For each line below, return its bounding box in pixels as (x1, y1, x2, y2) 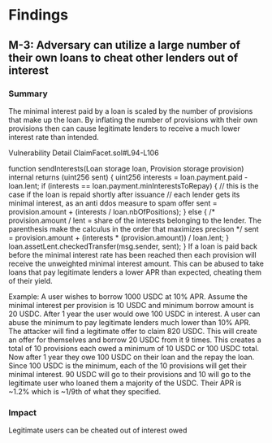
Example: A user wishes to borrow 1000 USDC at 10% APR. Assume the (8, 291, 248, 302)
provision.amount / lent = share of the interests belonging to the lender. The (8, 215, 262, 225)
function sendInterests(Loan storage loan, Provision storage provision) (8, 163, 244, 173)
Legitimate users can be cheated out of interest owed (8, 425, 188, 436)
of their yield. (8, 276, 53, 285)
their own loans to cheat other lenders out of (8, 50, 239, 64)
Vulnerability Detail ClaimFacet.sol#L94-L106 (8, 148, 160, 158)
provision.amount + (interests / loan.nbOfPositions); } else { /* (8, 206, 216, 216)
